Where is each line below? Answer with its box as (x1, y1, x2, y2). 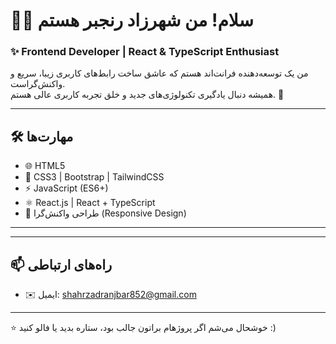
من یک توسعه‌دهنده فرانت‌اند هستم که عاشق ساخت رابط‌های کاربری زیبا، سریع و (10, 67, 309, 79)
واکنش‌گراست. (10, 78, 66, 90)
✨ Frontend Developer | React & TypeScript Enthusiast (10, 45, 280, 59)
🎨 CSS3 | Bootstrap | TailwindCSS (24, 171, 165, 183)
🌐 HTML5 (24, 160, 66, 172)
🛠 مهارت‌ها (10, 128, 74, 145)
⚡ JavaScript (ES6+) (24, 182, 109, 194)
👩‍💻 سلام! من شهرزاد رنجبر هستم (10, 9, 254, 32)
